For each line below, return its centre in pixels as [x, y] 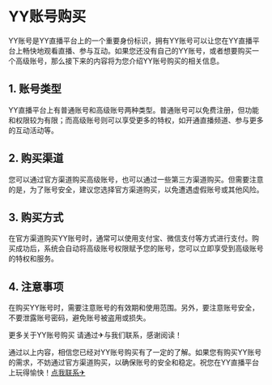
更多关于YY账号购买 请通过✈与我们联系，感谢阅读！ [95, 335]
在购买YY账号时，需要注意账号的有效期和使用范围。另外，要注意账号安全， [134, 308]
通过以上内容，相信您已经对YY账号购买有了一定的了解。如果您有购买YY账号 [135, 353]
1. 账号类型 [35, 89]
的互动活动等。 [33, 130]
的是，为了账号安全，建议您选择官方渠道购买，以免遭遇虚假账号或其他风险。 [136, 189]
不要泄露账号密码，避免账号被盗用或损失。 [79, 318]
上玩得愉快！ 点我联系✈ [47, 373]
